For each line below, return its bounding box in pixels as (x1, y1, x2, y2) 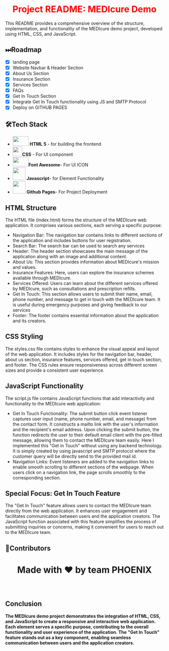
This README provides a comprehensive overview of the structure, (5, 20, 145, 26)
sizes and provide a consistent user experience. (5, 367, 105, 373)
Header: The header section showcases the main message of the (12, 248, 148, 254)
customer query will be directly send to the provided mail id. (12, 453, 137, 459)
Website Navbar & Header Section (12, 65, 84, 71)
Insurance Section (12, 76, 50, 82)
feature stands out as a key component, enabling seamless (5, 634, 131, 640)
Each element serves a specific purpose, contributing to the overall (5, 624, 149, 630)
